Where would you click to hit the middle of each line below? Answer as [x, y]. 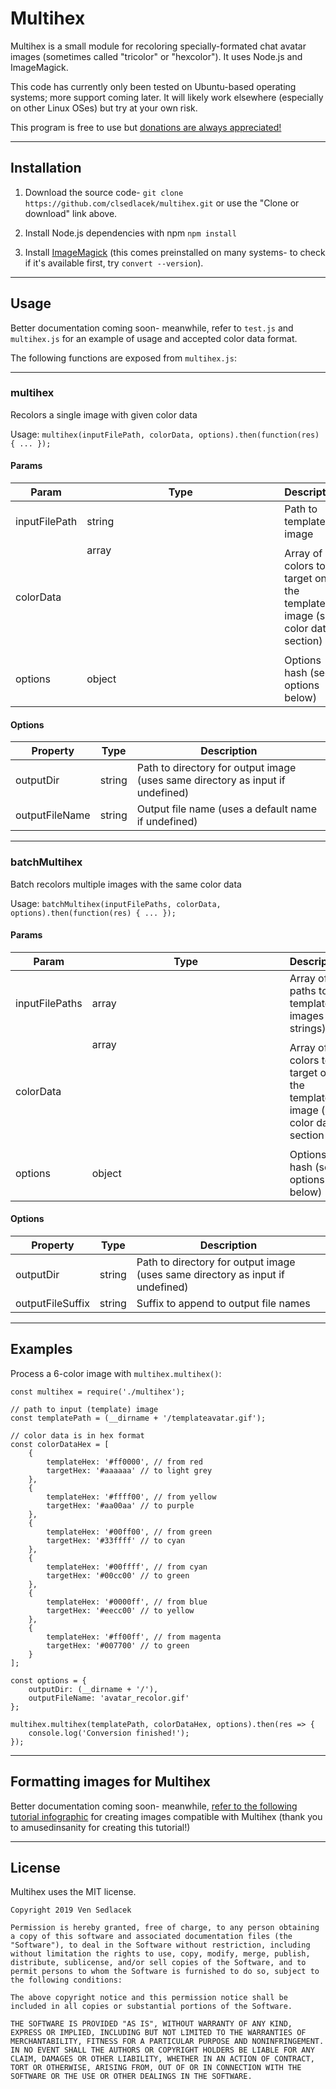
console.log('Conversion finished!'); [109, 1733]
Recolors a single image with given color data [104, 414]
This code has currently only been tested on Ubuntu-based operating [153, 86]
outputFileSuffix [52, 1303]
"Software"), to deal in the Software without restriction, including [160, 1945]
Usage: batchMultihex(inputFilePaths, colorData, [116, 903]
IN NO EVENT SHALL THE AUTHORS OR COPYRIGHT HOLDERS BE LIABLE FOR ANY [162, 2050]
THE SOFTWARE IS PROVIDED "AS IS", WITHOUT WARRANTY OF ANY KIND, [151, 2024]
